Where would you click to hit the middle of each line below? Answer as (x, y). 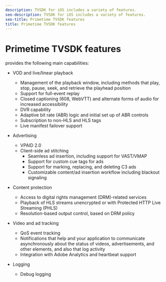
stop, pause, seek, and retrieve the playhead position (75, 88)
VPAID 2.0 (31, 145)
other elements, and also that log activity (63, 249)
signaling (37, 178)
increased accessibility (44, 104)
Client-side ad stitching (44, 151)
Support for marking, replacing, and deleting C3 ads (82, 167)
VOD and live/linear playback (43, 73)
